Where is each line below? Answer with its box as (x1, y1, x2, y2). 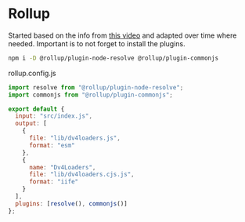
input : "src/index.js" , (15, 112, 92, 120)
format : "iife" (28, 178, 79, 186)
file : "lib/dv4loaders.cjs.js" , (28, 170, 135, 179)
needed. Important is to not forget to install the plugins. (8, 38, 186, 48)
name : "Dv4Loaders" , (28, 163, 96, 171)
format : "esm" (28, 141, 76, 149)
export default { (8, 105, 65, 113)
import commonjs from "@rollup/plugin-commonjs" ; (8, 91, 174, 99)
